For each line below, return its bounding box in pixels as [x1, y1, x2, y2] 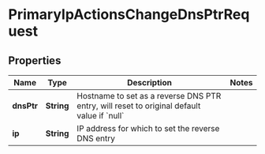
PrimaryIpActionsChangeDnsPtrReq [8, 6, 250, 24]
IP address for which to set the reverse [77, 123, 220, 133]
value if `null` [77, 111, 125, 121]
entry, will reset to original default [77, 100, 201, 111]
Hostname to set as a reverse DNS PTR [77, 91, 222, 101]
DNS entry [77, 133, 116, 144]
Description [127, 77, 172, 88]
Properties [8, 54, 62, 67]
